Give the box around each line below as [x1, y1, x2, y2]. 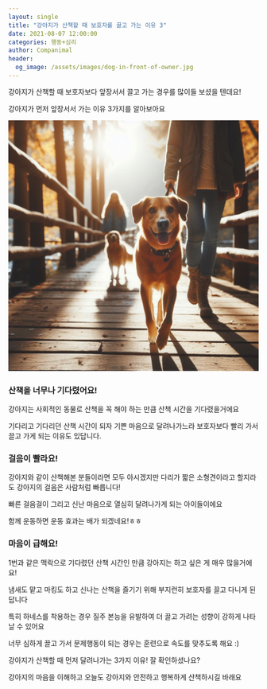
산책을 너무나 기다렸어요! [8, 384, 98, 395]
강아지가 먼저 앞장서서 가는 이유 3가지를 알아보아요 [8, 103, 165, 113]
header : [8, 55, 34, 63]
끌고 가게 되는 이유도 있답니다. [8, 431, 102, 441]
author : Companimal [8, 46, 73, 55]
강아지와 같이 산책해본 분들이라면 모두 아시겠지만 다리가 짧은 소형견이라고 [8, 473, 236, 482]
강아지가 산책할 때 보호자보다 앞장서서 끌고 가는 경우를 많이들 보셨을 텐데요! [8, 87, 242, 96]
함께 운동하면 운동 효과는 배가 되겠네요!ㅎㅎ [8, 516, 142, 526]
